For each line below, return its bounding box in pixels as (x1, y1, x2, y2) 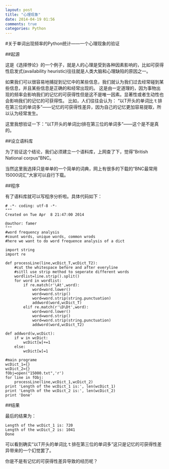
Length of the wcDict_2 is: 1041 (5, 427, 75, 433)
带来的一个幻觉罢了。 (9, 447, 54, 453)
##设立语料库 (5, 138, 33, 144)
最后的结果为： (5, 413, 36, 419)
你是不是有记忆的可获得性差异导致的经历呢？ (5, 458, 98, 464)
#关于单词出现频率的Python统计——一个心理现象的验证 (5, 41, 120, 47)
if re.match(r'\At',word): (23, 283, 80, 288)
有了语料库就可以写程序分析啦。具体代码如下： (5, 193, 102, 199)
